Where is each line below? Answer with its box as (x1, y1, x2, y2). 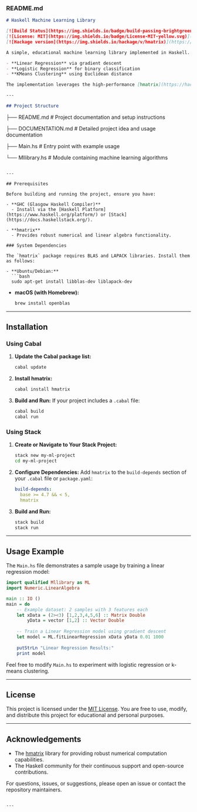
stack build (14, 519, 44, 525)
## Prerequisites (6, 181, 49, 186)
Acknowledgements (6, 734, 81, 744)
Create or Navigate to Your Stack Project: (14, 441, 117, 448)
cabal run (14, 414, 39, 420)
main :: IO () (6, 596, 41, 602)
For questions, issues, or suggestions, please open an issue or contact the (6, 780, 186, 787)
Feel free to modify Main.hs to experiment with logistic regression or (6, 661, 171, 668)
